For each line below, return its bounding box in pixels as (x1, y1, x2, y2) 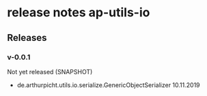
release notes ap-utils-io (7, 5, 150, 20)
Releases (7, 32, 47, 44)
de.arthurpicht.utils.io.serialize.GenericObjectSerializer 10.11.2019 (16, 80, 200, 89)
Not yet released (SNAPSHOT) (7, 67, 93, 76)
